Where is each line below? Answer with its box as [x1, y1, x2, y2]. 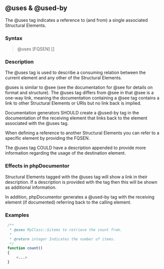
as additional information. [5, 184, 57, 190]
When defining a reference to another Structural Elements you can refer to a [5, 130, 160, 136]
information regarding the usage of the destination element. [5, 150, 126, 156]
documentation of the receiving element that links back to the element [5, 115, 148, 121]
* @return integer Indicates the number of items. [9, 236, 116, 242]
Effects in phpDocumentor [5, 162, 70, 169]
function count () [7, 246, 43, 251]
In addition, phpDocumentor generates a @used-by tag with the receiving [5, 194, 155, 200]
